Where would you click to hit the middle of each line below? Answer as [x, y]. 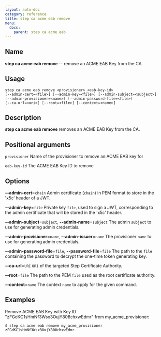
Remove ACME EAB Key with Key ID [41, 311]
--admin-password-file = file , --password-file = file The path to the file [79, 251]
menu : [10, 23]
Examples [20, 300]
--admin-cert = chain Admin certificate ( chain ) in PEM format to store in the [80, 193]
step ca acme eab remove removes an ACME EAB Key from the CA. [73, 129]
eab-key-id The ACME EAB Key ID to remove [49, 166]
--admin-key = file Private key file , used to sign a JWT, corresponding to [79, 208]
